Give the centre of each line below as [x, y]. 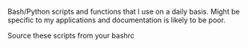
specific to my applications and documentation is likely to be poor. [116, 20]
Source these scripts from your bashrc [71, 36]
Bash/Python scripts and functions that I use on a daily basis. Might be [124, 12]
